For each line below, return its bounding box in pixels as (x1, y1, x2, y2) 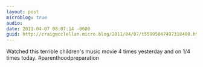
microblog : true (6, 14, 47, 21)
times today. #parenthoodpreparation (6, 54, 100, 62)
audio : (6, 20, 23, 26)
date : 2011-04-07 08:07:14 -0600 (6, 25, 91, 32)
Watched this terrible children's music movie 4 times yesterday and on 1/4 (6, 48, 191, 55)
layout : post (6, 8, 39, 15)
